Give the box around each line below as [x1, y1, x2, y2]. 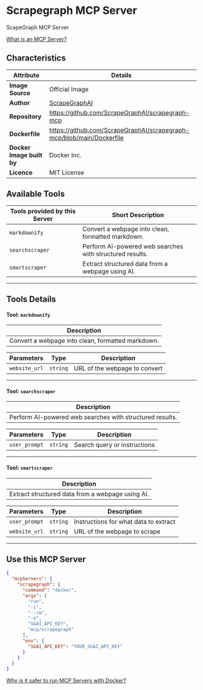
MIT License [49, 168, 85, 176]
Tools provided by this [10, 207, 76, 215]
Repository [9, 112, 42, 121]
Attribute [13, 71, 40, 79]
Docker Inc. [49, 151, 82, 159]
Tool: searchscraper [6, 387, 56, 394]
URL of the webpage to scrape [74, 527, 161, 536]
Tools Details [6, 294, 56, 304]
